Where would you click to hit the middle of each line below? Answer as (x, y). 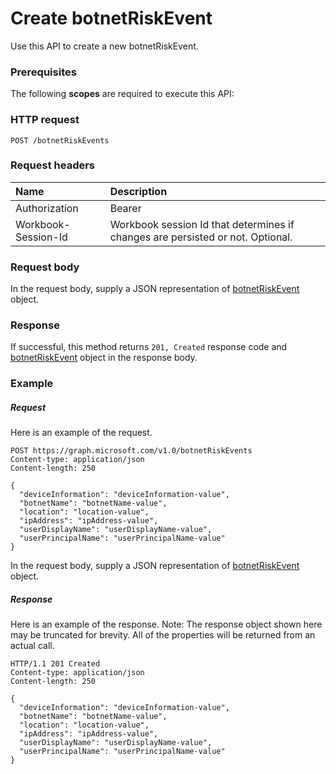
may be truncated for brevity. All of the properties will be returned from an (163, 635)
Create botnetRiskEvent (111, 18)
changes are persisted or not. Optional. (201, 237)
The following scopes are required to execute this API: (122, 94)
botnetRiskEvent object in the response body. (104, 358)
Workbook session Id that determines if (202, 224)
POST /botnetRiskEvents (60, 140)
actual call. (32, 646)
